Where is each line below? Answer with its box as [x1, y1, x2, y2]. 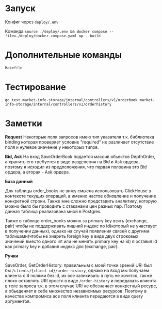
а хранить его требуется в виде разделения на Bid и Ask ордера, [5, 158, 140, 165]
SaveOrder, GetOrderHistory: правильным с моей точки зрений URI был [5, 262, 152, 268]
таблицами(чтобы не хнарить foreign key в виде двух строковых [5, 233, 139, 239]
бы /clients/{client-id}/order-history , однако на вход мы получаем [5, 267, 149, 273]
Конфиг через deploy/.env [5, 19, 59, 25]
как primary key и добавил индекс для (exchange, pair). [5, 243, 119, 249]
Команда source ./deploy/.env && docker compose [5, 28, 108, 34]
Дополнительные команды [5, 49, 122, 61]
